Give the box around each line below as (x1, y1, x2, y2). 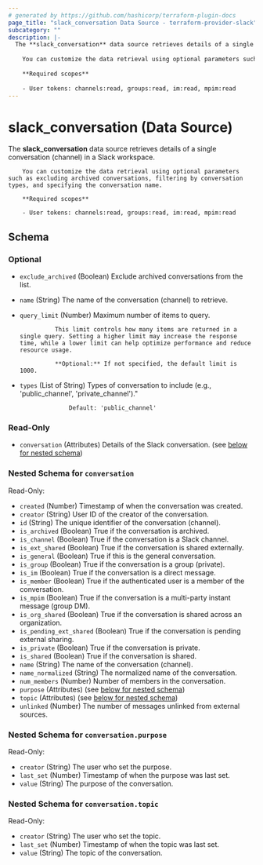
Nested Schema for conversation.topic (8, 798, 159, 809)
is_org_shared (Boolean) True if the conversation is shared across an (19, 609, 243, 619)
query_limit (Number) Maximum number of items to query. (19, 311, 211, 319)
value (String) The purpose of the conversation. (19, 779, 174, 788)
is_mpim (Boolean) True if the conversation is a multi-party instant (19, 593, 231, 602)
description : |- (8, 33, 61, 42)
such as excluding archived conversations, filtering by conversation (8, 174, 243, 183)
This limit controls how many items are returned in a (54, 326, 237, 334)
